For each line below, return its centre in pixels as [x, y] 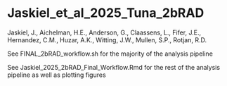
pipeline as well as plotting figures [57, 75]
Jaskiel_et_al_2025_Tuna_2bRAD [106, 13]
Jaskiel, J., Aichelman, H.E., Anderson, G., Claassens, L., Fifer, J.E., [104, 32]
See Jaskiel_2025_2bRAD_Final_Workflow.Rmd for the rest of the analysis [113, 67]
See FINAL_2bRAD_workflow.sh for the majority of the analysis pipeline [110, 54]
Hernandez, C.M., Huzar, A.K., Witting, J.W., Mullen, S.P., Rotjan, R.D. [107, 39]
